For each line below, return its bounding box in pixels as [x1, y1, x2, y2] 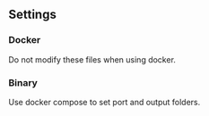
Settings [8, 7, 57, 22]
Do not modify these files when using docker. [8, 54, 177, 65]
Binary [8, 76, 38, 88]
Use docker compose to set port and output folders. [8, 96, 201, 107]
